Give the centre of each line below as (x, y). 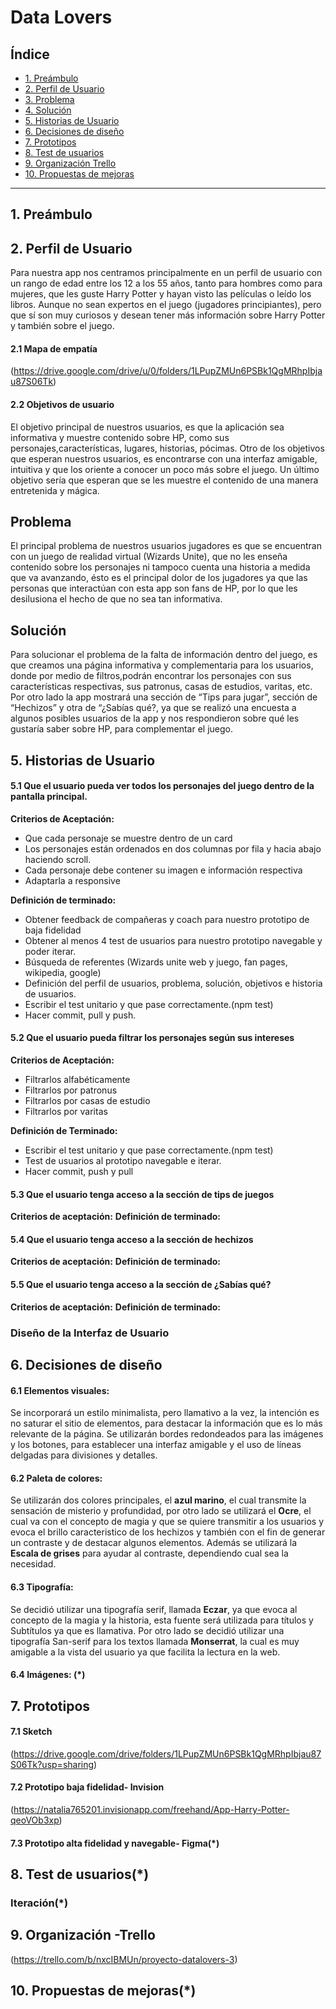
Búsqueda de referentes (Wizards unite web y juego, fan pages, (156, 962)
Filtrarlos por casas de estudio (87, 1101)
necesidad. (33, 1564)
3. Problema (49, 99)
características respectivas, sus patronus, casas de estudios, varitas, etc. (161, 687)
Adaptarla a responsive (72, 880)
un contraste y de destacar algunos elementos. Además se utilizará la (154, 1543)
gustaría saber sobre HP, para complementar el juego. (121, 729)
